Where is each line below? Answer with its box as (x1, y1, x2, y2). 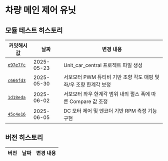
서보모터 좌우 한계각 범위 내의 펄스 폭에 (63, 90, 150, 97)
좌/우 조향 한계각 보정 (63, 81, 111, 88)
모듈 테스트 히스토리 (5, 26, 63, 34)
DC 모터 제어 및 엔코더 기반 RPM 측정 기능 (63, 107, 157, 114)
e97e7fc (7, 62, 26, 67)
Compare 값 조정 (69, 98, 108, 105)
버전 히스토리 (5, 133, 43, 142)
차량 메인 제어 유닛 (5, 4, 76, 16)
